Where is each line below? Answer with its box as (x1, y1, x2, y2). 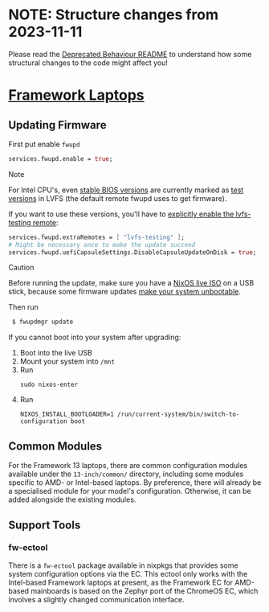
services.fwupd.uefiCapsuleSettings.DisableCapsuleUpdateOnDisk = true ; (8, 248, 257, 257)
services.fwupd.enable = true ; (8, 154, 113, 162)
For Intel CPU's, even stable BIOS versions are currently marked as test (8, 185, 244, 195)
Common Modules (8, 439, 103, 453)
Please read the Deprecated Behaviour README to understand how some (8, 49, 252, 59)
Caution (8, 263, 35, 273)
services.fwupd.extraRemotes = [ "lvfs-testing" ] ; (8, 233, 185, 241)
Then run (8, 302, 39, 312)
